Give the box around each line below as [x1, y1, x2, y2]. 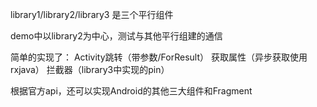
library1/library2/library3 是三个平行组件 [10, 9, 174, 20]
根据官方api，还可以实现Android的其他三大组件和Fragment [10, 85, 253, 97]
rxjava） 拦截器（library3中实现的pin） [10, 64, 170, 75]
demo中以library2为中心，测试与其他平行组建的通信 [10, 30, 223, 42]
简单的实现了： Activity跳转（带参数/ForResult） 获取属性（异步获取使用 [10, 51, 308, 63]
